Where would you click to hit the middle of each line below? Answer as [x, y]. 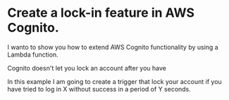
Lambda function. [33, 55]
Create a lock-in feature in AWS [101, 13]
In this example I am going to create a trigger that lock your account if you [114, 81]
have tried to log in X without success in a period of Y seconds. [99, 89]
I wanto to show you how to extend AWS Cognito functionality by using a [113, 47]
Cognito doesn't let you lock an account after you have [87, 68]
